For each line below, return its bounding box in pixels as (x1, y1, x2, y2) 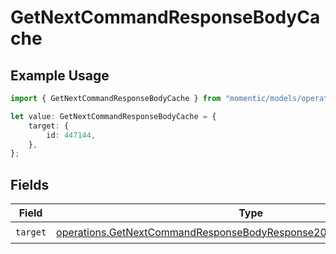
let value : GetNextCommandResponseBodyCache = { (10, 111, 217, 121)
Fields (10, 176, 50, 193)
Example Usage (10, 67, 110, 84)
